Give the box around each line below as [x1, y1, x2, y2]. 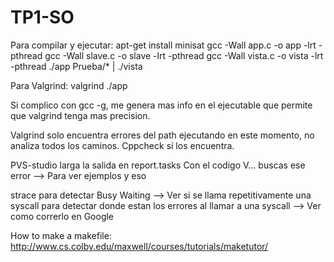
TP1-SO [10, 6, 75, 29]
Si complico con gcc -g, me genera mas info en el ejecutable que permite [10, 99, 313, 111]
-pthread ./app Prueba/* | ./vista [10, 60, 143, 72]
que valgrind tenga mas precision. [10, 109, 151, 121]
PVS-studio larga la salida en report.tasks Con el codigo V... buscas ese [10, 159, 306, 171]
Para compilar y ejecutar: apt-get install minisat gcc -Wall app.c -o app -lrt [10, 39, 317, 51]
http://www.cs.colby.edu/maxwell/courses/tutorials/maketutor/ [10, 240, 269, 252]
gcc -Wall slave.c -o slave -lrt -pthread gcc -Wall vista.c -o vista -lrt [44, 49, 324, 61]
